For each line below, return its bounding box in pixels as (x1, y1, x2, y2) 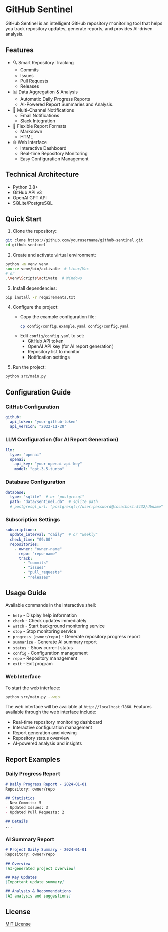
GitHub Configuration (5, 403, 59, 410)
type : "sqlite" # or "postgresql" (10, 494, 85, 500)
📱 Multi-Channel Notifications (12, 106, 74, 113)
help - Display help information (12, 612, 77, 618)
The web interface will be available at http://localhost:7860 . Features (5, 703, 152, 709)
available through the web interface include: (5, 709, 97, 715)
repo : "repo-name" (18, 551, 58, 556)
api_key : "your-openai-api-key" (14, 461, 82, 467)
